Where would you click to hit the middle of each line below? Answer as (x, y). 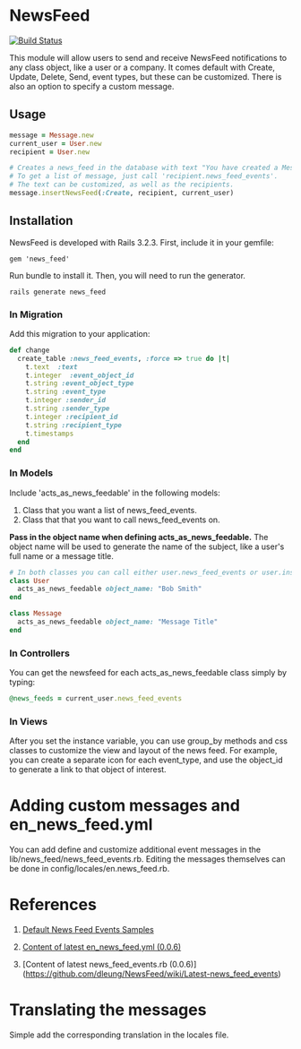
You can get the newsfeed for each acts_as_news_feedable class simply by (148, 673)
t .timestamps (50, 434)
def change (30, 350)
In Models (31, 473)
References (53, 905)
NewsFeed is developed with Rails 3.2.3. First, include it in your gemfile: (142, 242)
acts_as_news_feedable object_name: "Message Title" (118, 622)
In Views (28, 721)
